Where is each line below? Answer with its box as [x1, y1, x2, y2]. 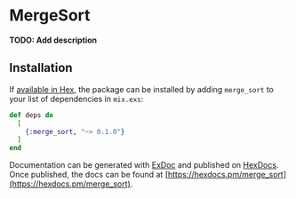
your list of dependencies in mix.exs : [9, 93, 144, 104]
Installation [9, 60, 73, 75]
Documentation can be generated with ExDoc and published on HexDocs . [9, 160, 279, 170]
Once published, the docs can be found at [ [9, 170, 169, 180]
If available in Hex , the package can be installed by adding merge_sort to [9, 83, 274, 94]
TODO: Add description [9, 35, 98, 45]
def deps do [9, 110, 53, 120]
